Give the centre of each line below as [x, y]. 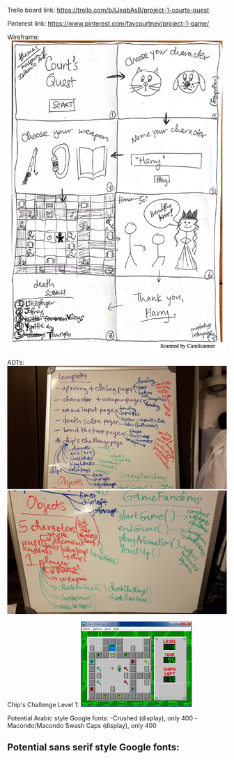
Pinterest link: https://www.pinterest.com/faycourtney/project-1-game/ [108, 23]
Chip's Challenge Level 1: [43, 704]
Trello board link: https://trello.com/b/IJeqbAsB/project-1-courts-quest [108, 10]
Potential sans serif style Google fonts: [93, 747]
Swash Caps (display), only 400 [111, 725]
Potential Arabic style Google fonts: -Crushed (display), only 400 [100, 718]
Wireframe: [23, 37]
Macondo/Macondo [36, 725]
